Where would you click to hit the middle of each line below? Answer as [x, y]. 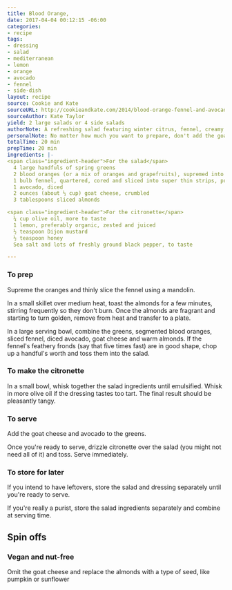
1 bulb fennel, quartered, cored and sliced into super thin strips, [115, 180]
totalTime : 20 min [33, 142]
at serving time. [29, 515]
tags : [15, 39]
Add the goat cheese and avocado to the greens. [77, 434]
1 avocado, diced [38, 187]
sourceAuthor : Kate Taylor [46, 116]
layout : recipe [29, 97]
